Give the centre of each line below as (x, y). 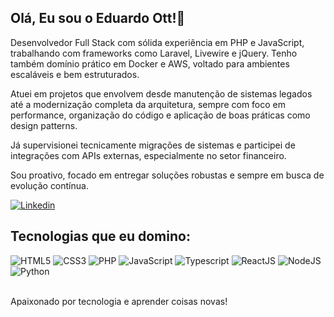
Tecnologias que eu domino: (100, 236)
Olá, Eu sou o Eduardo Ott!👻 (98, 18)
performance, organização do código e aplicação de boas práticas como (160, 115)
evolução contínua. (49, 185)
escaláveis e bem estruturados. (75, 74)
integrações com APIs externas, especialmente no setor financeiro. (148, 155)
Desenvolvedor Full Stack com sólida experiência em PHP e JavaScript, (157, 42)
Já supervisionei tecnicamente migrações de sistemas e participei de (153, 145)
